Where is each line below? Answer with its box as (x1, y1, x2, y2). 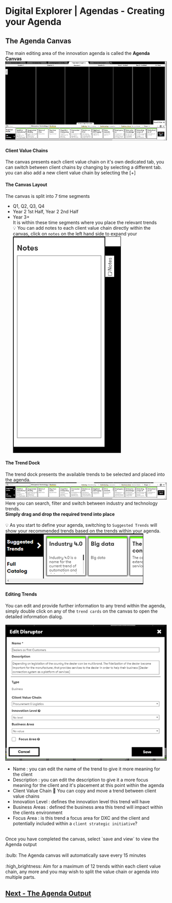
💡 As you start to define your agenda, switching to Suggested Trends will (5, 522, 158, 528)
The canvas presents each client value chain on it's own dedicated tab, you (5, 159, 165, 165)
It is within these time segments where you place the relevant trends (12, 219, 157, 226)
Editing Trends (5, 591, 37, 597)
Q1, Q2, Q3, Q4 (12, 203, 45, 209)
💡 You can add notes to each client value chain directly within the (12, 225, 151, 231)
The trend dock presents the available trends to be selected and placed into (5, 471, 165, 477)
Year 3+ (12, 214, 30, 220)
